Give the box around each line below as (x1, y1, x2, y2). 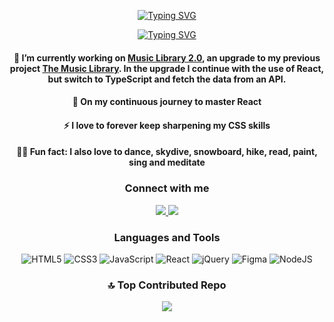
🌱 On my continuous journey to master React (72, 96, 262, 108)
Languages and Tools (113, 230, 221, 244)
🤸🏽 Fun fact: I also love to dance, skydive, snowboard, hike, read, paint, (16, 146, 318, 158)
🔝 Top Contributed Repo (107, 278, 227, 292)
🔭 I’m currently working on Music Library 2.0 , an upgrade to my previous (13, 51, 321, 64)
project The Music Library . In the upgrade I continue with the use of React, (9, 62, 325, 74)
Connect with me (124, 181, 210, 195)
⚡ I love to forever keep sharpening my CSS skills (63, 119, 271, 131)
